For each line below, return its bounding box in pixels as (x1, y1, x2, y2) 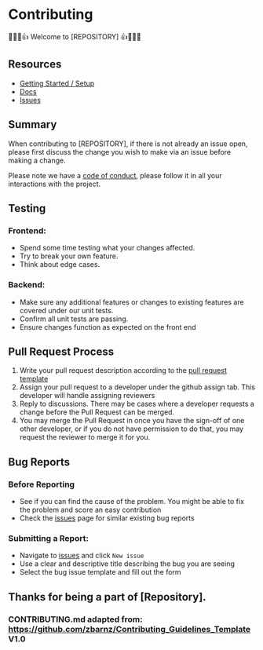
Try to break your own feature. (19, 251, 119, 261)
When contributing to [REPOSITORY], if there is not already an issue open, (8, 139, 248, 148)
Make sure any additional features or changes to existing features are (19, 297, 245, 307)
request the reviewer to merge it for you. (19, 433, 151, 442)
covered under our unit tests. (19, 305, 114, 315)
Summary (8, 118, 57, 131)
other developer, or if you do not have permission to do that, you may (19, 424, 244, 433)
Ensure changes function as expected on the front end (19, 322, 196, 331)
